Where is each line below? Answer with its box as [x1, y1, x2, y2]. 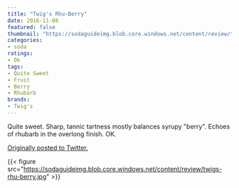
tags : [7, 63, 23, 70]
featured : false [7, 23, 55, 31]
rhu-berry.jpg [7, 172, 47, 181]
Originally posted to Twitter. [7, 143, 89, 152]
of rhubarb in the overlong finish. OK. [7, 129, 117, 138]
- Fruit [7, 76, 31, 84]
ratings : [7, 50, 33, 57]
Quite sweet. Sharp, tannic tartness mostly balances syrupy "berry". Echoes [7, 122, 230, 131]
